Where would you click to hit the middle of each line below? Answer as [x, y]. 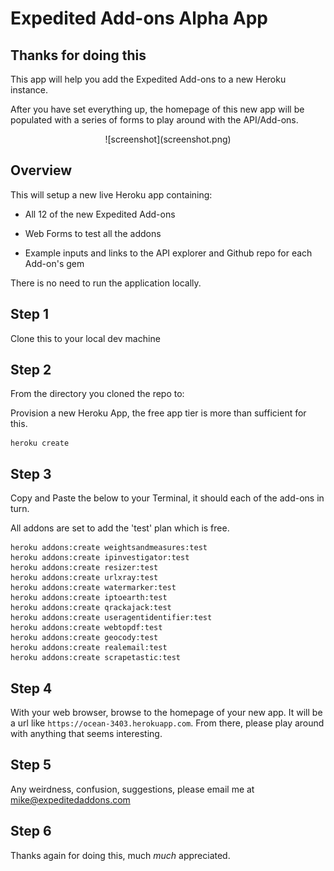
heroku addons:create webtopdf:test [86, 628]
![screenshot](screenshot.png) [168, 139]
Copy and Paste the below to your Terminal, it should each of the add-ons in [167, 498]
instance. [29, 90]
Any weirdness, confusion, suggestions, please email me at [132, 789]
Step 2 [31, 370]
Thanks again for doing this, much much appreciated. [120, 855]
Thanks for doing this [78, 55]
